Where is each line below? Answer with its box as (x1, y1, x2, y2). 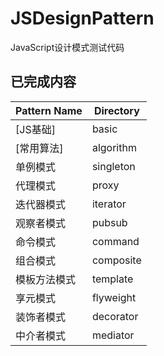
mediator (91, 328, 135, 342)
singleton (91, 159, 136, 173)
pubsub (91, 215, 128, 229)
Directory (93, 103, 140, 117)
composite (91, 253, 142, 267)
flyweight (91, 290, 137, 304)
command (91, 234, 140, 248)
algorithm (91, 140, 137, 154)
